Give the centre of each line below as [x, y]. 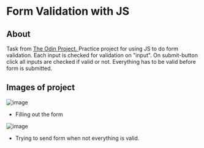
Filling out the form [39, 114]
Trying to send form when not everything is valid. [77, 138]
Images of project [41, 88]
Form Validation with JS [68, 11]
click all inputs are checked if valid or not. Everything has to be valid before [101, 62]
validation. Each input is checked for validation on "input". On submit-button [102, 55]
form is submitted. [29, 68]
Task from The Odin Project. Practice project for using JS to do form [93, 49]
